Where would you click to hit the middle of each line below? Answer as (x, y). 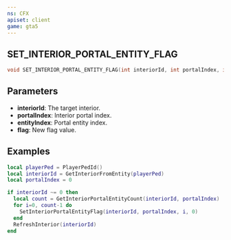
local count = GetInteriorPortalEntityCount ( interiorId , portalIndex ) (117, 199)
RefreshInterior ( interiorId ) (55, 224)
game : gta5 (23, 26)
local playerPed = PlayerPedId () (55, 167)
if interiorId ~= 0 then (43, 193)
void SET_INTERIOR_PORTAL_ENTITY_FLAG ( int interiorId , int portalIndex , (113, 70)
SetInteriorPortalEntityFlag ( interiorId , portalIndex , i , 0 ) (109, 211)
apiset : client (29, 20)
